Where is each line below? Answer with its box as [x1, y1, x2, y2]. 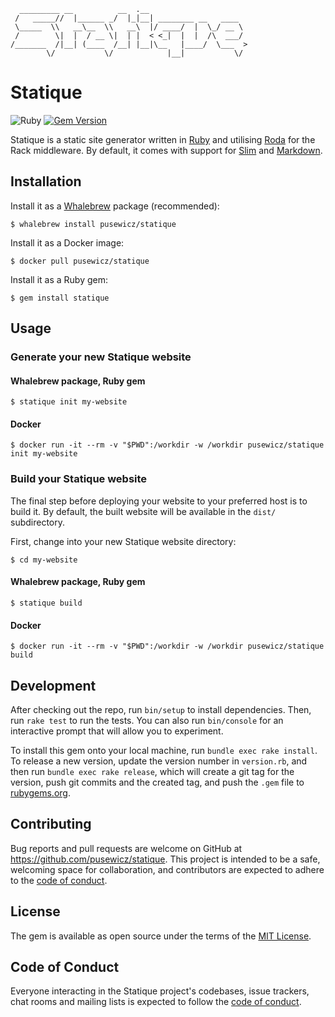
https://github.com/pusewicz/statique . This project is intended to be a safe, [10, 853, 321, 865]
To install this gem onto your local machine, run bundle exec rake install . [10, 744, 318, 756]
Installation [10, 173, 82, 190]
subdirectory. [10, 516, 66, 528]
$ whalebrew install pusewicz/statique [10, 219, 177, 229]
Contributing [10, 816, 92, 833]
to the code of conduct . [10, 874, 108, 886]
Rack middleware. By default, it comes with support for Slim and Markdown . [10, 144, 323, 156]
